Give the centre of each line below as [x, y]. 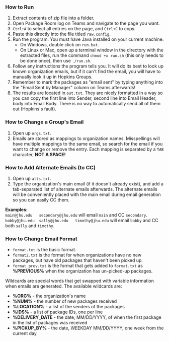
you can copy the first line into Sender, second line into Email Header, [84, 98]
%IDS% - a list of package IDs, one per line [58, 312]
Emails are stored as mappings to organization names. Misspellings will [86, 138]
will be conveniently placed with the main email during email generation [87, 194]
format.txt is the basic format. [44, 250]
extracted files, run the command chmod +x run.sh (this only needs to [92, 55]
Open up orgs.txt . [32, 133]
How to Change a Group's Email [45, 122]
